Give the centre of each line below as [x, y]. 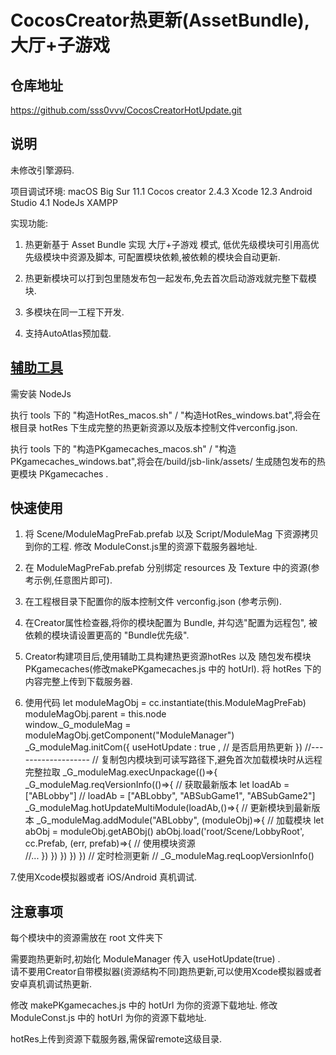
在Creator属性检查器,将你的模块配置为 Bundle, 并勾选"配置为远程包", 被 [171, 623]
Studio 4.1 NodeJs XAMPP [64, 202]
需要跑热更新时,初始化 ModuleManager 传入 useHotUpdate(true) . [145, 959]
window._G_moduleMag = [78, 725]
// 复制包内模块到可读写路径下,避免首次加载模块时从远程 [207, 760]
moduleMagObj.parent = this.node [95, 714]
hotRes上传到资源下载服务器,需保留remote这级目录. [116, 1039]
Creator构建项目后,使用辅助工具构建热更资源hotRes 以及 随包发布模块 [168, 657]
